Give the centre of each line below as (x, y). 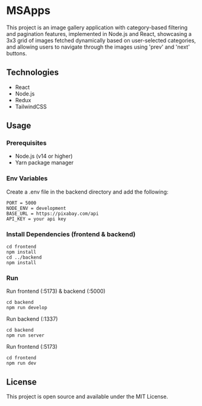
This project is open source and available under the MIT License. (87, 397)
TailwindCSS (31, 107)
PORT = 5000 (21, 203)
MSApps (28, 11)
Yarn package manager (44, 163)
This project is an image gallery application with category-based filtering (97, 27)
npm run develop (27, 308)
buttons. (17, 53)
